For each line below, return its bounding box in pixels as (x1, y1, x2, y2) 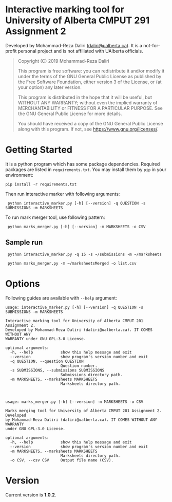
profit (5, 48, 17, 54)
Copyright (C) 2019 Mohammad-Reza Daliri (17, 58, 109, 64)
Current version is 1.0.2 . (5, 492, 56, 498)
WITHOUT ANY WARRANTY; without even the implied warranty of (17, 99, 158, 106)
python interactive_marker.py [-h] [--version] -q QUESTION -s (7, 200, 146, 206)
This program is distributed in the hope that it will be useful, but (17, 94, 152, 100)
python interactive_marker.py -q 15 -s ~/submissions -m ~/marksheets (7, 252, 162, 257)
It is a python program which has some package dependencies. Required (5, 161, 160, 167)
